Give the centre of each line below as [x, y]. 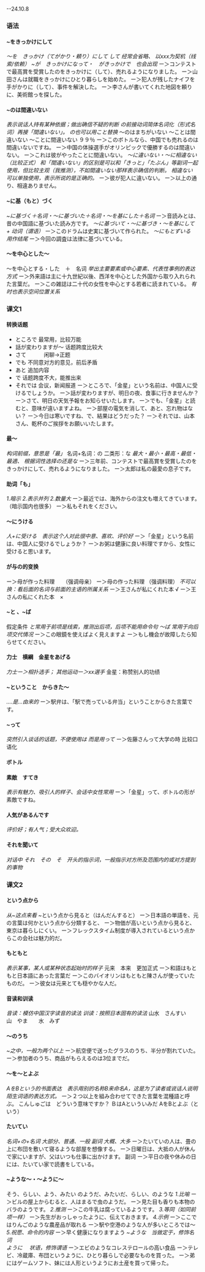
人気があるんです [28, 815]
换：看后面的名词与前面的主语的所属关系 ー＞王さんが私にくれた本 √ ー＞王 [102, 589]
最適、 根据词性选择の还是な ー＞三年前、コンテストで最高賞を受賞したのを [102, 461]
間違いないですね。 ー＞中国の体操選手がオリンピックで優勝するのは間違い [101, 148]
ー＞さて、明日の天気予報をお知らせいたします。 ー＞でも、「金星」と [102, 400]
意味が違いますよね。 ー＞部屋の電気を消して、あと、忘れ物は [110, 408]
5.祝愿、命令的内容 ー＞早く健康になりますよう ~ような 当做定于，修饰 [98, 1232]
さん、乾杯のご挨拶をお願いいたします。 [66, 423]
